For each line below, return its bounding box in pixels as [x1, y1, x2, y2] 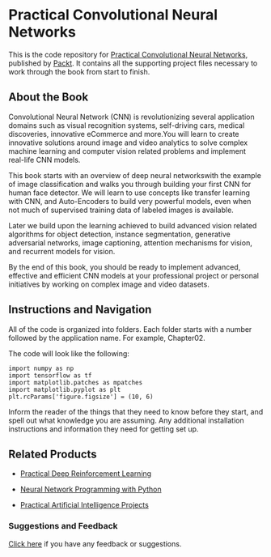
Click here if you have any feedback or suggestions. [8, 538, 182, 548]
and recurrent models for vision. [8, 246, 116, 256]
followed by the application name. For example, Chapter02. [8, 333, 206, 342]
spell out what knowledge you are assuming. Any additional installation [8, 415, 244, 425]
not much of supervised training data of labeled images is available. [8, 205, 235, 215]
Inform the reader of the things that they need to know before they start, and [8, 406, 264, 416]
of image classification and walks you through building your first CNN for [8, 179, 252, 189]
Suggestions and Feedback [8, 521, 119, 532]
